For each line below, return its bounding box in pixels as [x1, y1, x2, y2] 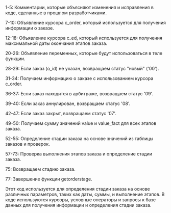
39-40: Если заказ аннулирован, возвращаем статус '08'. [5, 100, 131, 107]
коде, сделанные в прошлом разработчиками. [5, 10, 107, 16]
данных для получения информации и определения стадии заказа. [5, 202, 152, 208]
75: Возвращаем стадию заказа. [5, 166, 76, 172]
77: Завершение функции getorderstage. [5, 176, 93, 182]
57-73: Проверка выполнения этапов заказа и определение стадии [5, 151, 152, 157]
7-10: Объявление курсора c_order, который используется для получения [5, 20, 166, 25]
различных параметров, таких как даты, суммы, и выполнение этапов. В [5, 191, 165, 197]
